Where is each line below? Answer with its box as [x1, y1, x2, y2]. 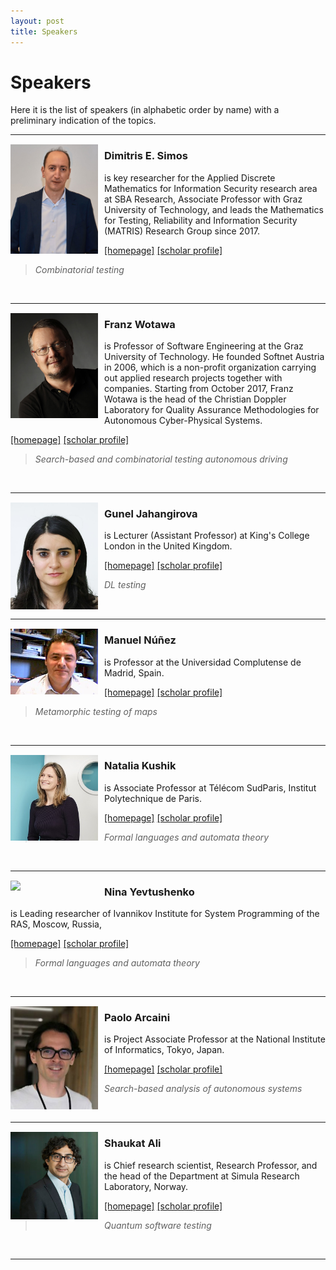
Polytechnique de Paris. [104, 792, 202, 804]
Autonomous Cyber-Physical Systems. [104, 415, 263, 427]
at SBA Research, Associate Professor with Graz [104, 193, 303, 205]
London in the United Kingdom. [104, 540, 233, 552]
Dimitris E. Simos [104, 149, 188, 163]
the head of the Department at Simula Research [104, 1170, 300, 1182]
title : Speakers [10, 26, 78, 37]
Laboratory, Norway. [104, 1180, 189, 1192]
